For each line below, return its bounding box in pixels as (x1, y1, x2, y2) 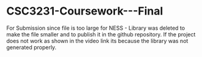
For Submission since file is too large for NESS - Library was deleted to (6, 24, 185, 32)
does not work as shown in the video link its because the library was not (6, 37, 189, 44)
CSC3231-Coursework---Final (6, 4, 163, 18)
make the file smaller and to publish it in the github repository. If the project (6, 30, 196, 38)
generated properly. (6, 44, 57, 51)
